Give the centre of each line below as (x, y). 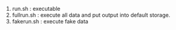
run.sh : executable (36, 9)
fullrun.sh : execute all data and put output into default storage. (91, 15)
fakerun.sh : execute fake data (50, 21)
